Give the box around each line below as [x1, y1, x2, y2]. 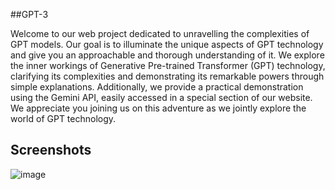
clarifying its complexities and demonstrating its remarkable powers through [10, 70, 325, 82]
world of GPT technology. [10, 113, 117, 124]
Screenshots [10, 142, 92, 159]
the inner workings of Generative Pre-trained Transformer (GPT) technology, [10, 60, 326, 71]
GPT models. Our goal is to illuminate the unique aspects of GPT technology [10, 39, 324, 50]
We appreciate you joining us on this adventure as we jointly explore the [10, 102, 307, 114]
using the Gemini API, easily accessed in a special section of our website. [10, 92, 313, 103]
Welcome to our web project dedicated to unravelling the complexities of [10, 28, 310, 39]
